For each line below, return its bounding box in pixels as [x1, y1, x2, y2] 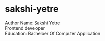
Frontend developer [5, 25, 45, 31]
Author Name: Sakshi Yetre [5, 20, 60, 26]
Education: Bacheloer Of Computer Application [5, 30, 101, 36]
